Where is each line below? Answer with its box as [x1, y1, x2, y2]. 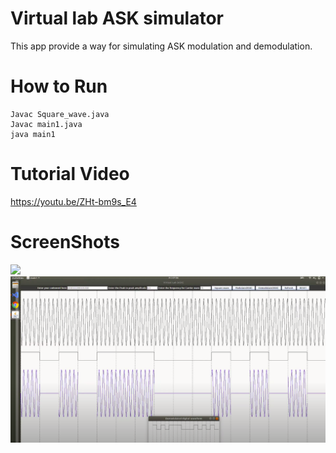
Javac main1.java [10, 119, 83, 129]
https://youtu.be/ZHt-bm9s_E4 [10, 195, 137, 207]
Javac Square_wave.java [10, 109, 110, 119]
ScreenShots [10, 231, 120, 253]
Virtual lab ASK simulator [10, 7, 224, 30]
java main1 [10, 129, 56, 139]
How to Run [10, 75, 108, 98]
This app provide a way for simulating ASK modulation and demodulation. [10, 40, 313, 52]
